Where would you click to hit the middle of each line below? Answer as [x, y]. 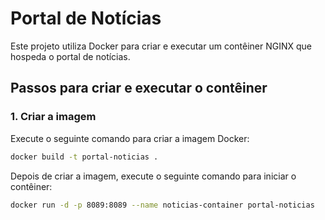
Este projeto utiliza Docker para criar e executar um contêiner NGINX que [161, 46]
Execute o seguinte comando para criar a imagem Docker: [130, 138]
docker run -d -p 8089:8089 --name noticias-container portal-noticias [162, 205]
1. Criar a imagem [53, 117]
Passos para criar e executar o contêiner [139, 88]
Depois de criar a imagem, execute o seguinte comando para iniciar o [153, 176]
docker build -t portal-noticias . [84, 157]
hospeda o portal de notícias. [70, 56]
